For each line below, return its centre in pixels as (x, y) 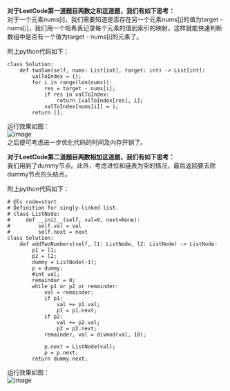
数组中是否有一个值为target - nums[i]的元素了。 (75, 37)
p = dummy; (48, 268)
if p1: (54, 299)
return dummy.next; (60, 359)
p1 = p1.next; (77, 310)
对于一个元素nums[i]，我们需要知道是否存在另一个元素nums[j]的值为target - (115, 19)
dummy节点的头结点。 (39, 174)
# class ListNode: (33, 214)
